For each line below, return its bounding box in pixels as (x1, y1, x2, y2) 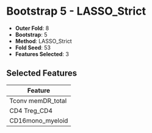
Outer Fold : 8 (15, 24, 49, 32)
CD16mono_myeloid (9, 116, 68, 124)
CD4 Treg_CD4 (9, 106, 53, 115)
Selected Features (6, 68, 78, 79)
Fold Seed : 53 (15, 44, 51, 51)
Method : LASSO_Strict (15, 37, 72, 45)
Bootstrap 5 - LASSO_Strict (6, 4, 147, 18)
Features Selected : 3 (15, 50, 69, 57)
